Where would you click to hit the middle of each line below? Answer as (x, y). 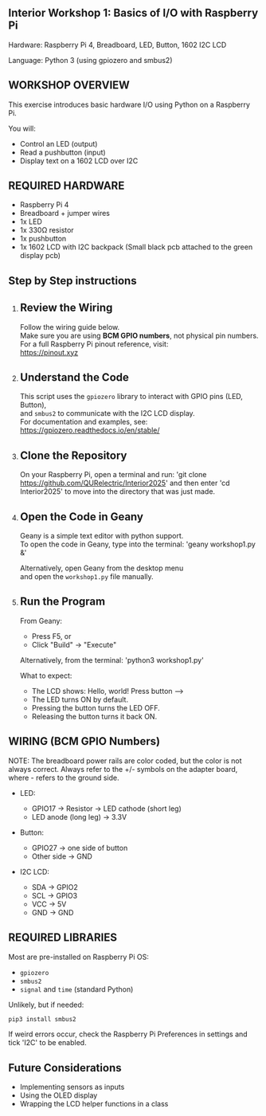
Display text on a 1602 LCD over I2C (79, 161)
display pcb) (40, 256)
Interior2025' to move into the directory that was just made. (117, 491)
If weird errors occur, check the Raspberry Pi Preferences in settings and (128, 1034)
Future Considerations (65, 1068)
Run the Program (63, 602)
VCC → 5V (49, 904)
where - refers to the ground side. (64, 777)
